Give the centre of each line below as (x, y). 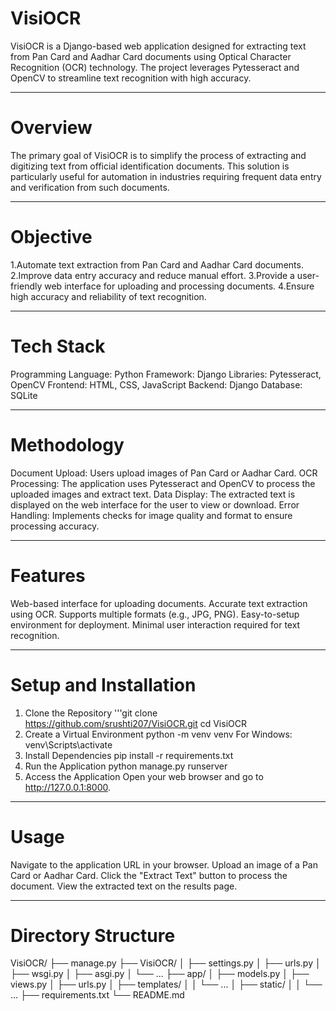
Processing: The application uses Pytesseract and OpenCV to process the (163, 483)
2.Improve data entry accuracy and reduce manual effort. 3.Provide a (152, 275)
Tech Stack (58, 346)
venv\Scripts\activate (68, 744)
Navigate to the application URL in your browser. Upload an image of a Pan (164, 864)
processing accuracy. (55, 526)
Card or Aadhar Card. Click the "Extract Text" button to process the (149, 875)
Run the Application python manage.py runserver (126, 766)
